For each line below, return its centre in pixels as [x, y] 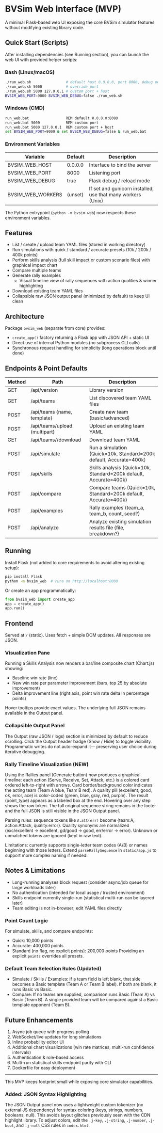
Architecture [25, 316]
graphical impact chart [35, 265]
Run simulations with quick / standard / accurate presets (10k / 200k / [81, 250]
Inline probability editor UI [38, 1042]
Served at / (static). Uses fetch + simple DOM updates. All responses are [78, 635]
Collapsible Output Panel [35, 726]
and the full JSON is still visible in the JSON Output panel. [63, 811]
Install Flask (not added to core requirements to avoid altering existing [75, 562]
